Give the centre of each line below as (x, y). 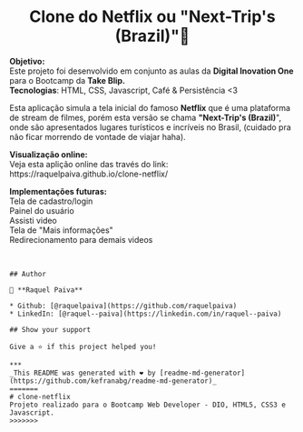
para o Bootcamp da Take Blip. (67, 80)
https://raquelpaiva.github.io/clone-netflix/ (89, 174)
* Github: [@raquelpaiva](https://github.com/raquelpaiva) (123, 306)
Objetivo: (27, 61)
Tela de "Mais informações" (61, 230)
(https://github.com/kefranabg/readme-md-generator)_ (113, 381)
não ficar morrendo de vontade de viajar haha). (98, 136)
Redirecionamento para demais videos (81, 239)
